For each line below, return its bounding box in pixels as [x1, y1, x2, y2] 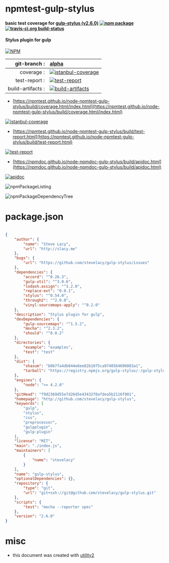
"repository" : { [14, 481, 49, 486]
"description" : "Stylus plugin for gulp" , [14, 312, 105, 317]
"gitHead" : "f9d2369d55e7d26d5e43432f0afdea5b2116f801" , [14, 392, 136, 397]
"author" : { [14, 237, 39, 242]
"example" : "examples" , [23, 344, 73, 350]
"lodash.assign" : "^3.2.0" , [23, 284, 82, 289]
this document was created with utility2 [12, 552, 95, 558]
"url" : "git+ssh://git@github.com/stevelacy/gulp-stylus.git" [23, 490, 156, 495]
